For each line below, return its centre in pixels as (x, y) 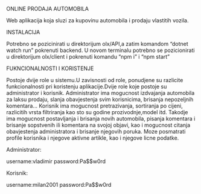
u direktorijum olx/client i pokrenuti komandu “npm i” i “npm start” (88, 57)
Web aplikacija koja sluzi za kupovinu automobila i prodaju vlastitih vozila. (97, 20)
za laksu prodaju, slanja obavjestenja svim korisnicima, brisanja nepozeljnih (100, 99)
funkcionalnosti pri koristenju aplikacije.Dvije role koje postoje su (87, 86)
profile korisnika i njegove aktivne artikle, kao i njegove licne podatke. (93, 138)
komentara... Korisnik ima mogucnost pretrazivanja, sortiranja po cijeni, (94, 106)
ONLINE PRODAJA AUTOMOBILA (48, 9)
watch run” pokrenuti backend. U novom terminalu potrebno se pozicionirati (101, 50)
